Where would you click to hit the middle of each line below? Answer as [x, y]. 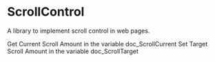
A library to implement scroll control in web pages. [79, 31]
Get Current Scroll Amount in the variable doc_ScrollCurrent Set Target [107, 44]
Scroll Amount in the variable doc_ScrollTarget [73, 51]
